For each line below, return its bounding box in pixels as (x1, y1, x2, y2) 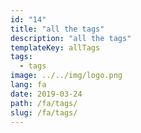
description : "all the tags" (10, 33, 132, 43)
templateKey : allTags (10, 42, 101, 53)
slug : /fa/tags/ (10, 107, 78, 118)
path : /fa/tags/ (10, 98, 78, 108)
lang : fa (10, 80, 47, 90)
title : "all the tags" (10, 24, 105, 34)
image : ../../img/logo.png (10, 71, 123, 81)
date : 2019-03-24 (10, 89, 83, 99)
